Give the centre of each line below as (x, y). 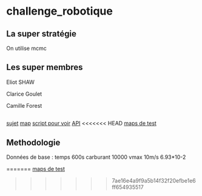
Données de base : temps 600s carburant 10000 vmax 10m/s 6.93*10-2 (96, 157)
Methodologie (33, 142)
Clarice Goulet (24, 94)
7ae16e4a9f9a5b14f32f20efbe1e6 (154, 181)
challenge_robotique (60, 11)
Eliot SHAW (21, 82)
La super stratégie (42, 34)
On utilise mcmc (26, 48)
